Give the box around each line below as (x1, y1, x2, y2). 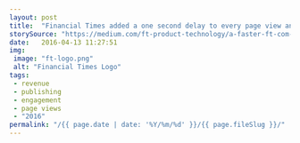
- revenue (12, 79, 50, 88)
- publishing (12, 87, 62, 96)
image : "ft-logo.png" (12, 54, 94, 63)
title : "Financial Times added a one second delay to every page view (9, 21, 281, 30)
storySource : (9, 29, 58, 38)
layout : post (9, 12, 58, 22)
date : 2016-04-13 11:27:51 (9, 37, 118, 47)
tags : (9, 71, 29, 80)
